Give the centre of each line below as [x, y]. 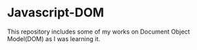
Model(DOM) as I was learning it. [54, 38]
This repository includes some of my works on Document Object [99, 32]
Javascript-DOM [56, 13]
